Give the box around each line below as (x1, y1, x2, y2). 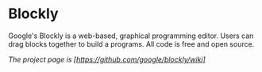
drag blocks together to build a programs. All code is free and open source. (8, 39, 255, 48)
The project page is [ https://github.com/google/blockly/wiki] (8, 55, 206, 64)
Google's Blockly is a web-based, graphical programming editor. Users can (8, 31, 254, 40)
